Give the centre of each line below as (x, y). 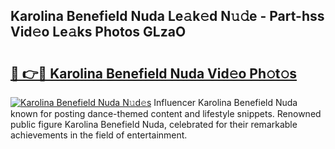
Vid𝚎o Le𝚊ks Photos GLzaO (98, 32)
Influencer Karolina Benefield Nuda (225, 102)
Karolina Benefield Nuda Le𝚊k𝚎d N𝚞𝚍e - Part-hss (167, 16)
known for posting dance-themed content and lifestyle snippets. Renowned (166, 113)
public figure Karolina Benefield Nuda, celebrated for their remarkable (154, 124)
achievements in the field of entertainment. (99, 135)
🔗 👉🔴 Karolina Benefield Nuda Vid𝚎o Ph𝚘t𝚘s (154, 73)
